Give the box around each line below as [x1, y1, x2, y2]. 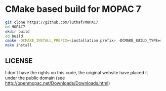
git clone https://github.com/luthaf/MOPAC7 [5, 20, 98, 25]
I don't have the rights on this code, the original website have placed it [5, 70, 148, 75]
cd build [5, 34, 23, 39]
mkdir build [5, 29, 30, 34]
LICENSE [5, 56, 33, 65]
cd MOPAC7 [5, 24, 26, 29]
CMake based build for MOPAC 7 [5, 3, 141, 15]
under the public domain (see [5, 75, 65, 81]
